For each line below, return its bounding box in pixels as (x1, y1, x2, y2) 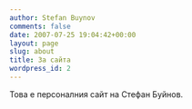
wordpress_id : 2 (9, 64, 71, 74)
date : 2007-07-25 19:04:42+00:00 (9, 30, 136, 39)
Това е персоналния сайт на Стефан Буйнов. (9, 88, 184, 100)
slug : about (9, 47, 55, 56)
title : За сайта (9, 55, 71, 64)
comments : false (9, 22, 71, 31)
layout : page (9, 38, 59, 48)
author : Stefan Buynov (9, 13, 96, 23)
